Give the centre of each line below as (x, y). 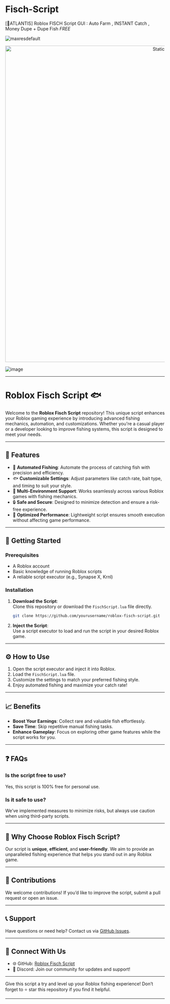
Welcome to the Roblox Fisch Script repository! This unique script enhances (85, 413)
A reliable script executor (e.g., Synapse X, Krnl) (63, 577)
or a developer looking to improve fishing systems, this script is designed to (84, 429)
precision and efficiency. (38, 472)
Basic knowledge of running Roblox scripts (57, 572)
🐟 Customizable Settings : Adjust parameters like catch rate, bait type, (87, 478)
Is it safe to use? (26, 799)
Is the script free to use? (36, 776)
